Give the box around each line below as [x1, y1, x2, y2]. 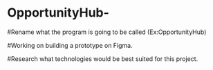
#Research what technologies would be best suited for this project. [7, 54, 198, 63]
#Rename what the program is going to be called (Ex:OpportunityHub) [7, 28, 207, 36]
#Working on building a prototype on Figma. [7, 41, 133, 49]
